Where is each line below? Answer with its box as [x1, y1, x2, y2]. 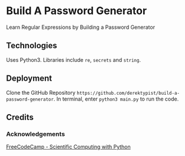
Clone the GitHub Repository [6, 89, 75, 96]
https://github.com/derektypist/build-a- [76, 90, 180, 96]
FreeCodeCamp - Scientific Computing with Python [6, 143, 131, 151]
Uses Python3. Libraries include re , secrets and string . [6, 56, 141, 63]
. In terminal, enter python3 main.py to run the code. [53, 95, 179, 102]
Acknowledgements [6, 130, 65, 138]
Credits [6, 112, 34, 122]
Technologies [6, 41, 58, 51]
